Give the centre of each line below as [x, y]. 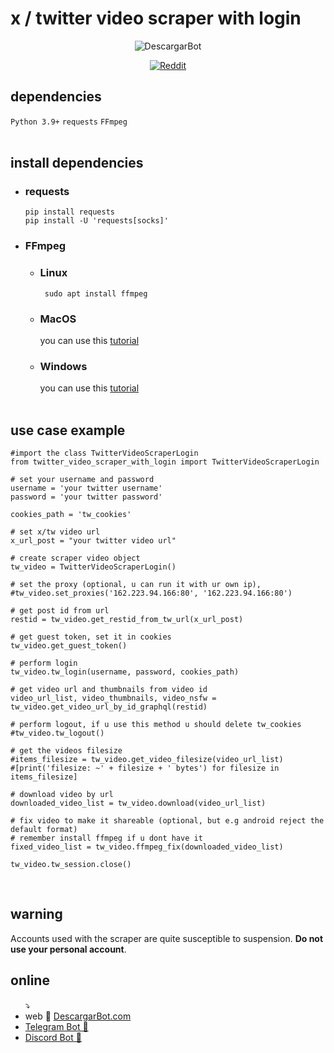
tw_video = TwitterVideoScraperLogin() [93, 567]
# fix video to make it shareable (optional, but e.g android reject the [167, 821]
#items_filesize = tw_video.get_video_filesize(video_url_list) [147, 760]
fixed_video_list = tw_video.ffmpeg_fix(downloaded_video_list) [147, 847]
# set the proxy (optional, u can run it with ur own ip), [136, 585]
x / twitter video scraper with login [156, 18]
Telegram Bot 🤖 [56, 1026]
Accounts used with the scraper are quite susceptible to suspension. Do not [167, 938]
